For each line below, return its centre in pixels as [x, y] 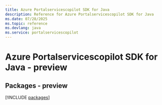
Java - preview [36, 68]
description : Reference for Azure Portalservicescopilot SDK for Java [80, 14]
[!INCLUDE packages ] [27, 97]
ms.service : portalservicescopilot [42, 33]
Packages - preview [36, 86]
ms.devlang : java [23, 28]
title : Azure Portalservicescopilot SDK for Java [57, 10]
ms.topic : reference [27, 23]
